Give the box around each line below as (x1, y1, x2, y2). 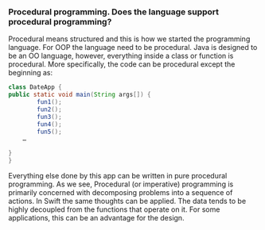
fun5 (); (37, 128, 62, 136)
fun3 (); (37, 113, 62, 121)
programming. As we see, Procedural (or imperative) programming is (8, 179, 234, 189)
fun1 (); (37, 98, 62, 106)
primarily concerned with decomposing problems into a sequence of (8, 188, 233, 197)
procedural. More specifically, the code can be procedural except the (8, 59, 236, 69)
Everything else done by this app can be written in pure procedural (8, 171, 228, 181)
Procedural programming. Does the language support (8, 6, 220, 17)
